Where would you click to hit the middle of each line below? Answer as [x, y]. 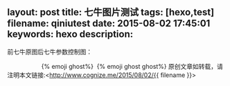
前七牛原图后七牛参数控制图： [50, 52]
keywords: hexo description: [70, 34]
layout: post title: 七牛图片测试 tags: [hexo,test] [111, 12]
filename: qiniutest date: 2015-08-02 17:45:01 [109, 24]
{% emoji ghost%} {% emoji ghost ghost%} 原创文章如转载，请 [132, 66]
